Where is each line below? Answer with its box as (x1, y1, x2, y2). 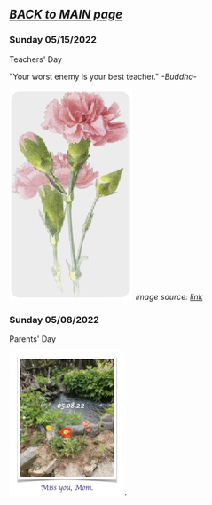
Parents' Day (9, 333, 56, 344)
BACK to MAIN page (9, 7, 122, 22)
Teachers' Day (9, 53, 62, 65)
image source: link (135, 291, 203, 302)
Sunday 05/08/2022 (9, 313, 99, 326)
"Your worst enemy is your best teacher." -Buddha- (9, 71, 198, 82)
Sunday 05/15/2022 (9, 34, 98, 46)
